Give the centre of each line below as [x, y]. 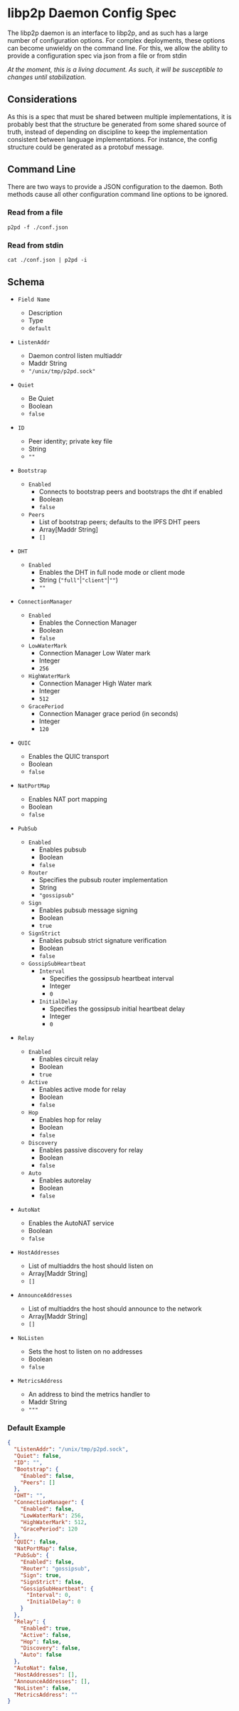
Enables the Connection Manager [88, 623]
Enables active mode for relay [83, 1089]
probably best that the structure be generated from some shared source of [117, 124]
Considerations [42, 99]
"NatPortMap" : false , [46, 1549]
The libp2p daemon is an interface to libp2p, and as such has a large [108, 33]
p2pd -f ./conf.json [38, 227]
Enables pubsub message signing [88, 910]
